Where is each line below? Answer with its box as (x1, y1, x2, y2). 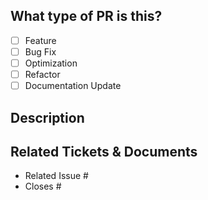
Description (10, 109, 85, 126)
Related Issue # (24, 170, 89, 182)
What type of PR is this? (10, 8, 163, 25)
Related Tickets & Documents (10, 143, 198, 160)
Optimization (24, 57, 78, 69)
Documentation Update (24, 80, 122, 92)
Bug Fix (24, 45, 57, 58)
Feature (24, 34, 57, 46)
